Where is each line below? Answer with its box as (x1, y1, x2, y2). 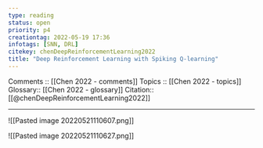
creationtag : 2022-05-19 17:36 (8, 33, 110, 42)
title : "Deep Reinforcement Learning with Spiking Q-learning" (8, 56, 219, 63)
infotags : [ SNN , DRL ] (8, 41, 79, 49)
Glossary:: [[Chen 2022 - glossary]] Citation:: (8, 85, 154, 94)
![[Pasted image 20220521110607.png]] (8, 115, 135, 125)
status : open (8, 19, 51, 27)
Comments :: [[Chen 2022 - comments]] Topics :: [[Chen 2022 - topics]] (8, 76, 242, 86)
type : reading (8, 11, 55, 20)
